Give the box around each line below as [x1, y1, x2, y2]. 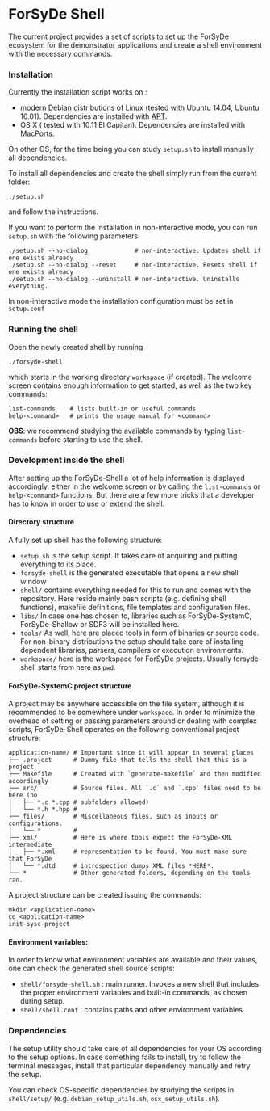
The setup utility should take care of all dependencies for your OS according [8, 1043, 262, 1053]
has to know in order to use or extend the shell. [8, 499, 165, 508]
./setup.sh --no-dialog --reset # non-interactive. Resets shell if [8, 261, 258, 269]
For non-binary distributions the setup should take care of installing [19, 637, 244, 646]
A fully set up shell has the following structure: [8, 535, 163, 545]
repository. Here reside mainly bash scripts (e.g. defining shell [19, 594, 227, 604]
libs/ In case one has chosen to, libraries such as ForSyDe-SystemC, [19, 611, 252, 621]
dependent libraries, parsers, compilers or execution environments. [19, 646, 244, 655]
